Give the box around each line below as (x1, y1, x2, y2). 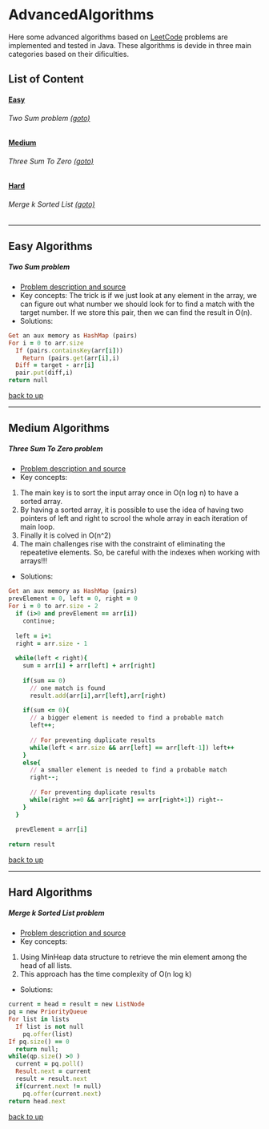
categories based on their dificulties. (8, 49, 130, 58)
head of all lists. (19, 961, 72, 970)
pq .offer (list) (22, 1030, 74, 1038)
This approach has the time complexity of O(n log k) (19, 970, 192, 979)
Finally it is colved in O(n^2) (19, 530, 111, 540)
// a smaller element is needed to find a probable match (29, 766, 227, 774)
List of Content (8, 72, 84, 86)
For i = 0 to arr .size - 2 (8, 603, 98, 611)
